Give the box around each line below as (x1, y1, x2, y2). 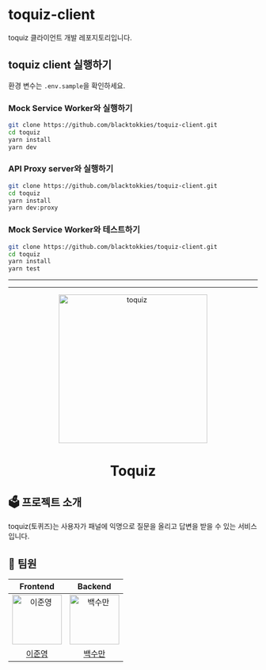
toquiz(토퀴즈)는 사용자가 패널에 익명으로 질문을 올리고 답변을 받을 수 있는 (8, 522, 236, 531)
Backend (78, 580, 112, 592)
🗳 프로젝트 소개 (8, 496, 82, 509)
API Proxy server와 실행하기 (8, 163, 113, 174)
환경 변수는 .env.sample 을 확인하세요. (8, 81, 126, 90)
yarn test (8, 265, 41, 273)
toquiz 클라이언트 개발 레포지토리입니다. (8, 33, 132, 42)
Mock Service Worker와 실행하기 (8, 102, 133, 113)
